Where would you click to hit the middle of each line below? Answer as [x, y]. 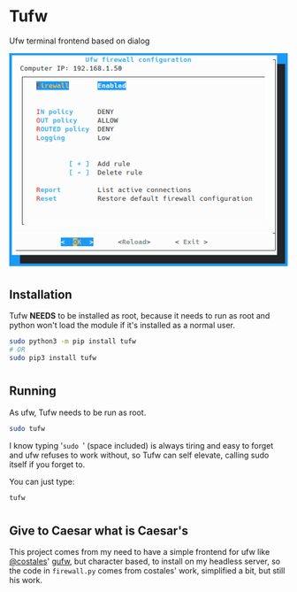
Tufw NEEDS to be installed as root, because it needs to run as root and [140, 316]
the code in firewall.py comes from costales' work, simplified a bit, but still [147, 571]
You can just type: [42, 481]
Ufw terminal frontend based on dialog [80, 41]
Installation [41, 295]
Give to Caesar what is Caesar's [99, 530]
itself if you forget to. [47, 464]
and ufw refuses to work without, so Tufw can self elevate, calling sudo [139, 455]
